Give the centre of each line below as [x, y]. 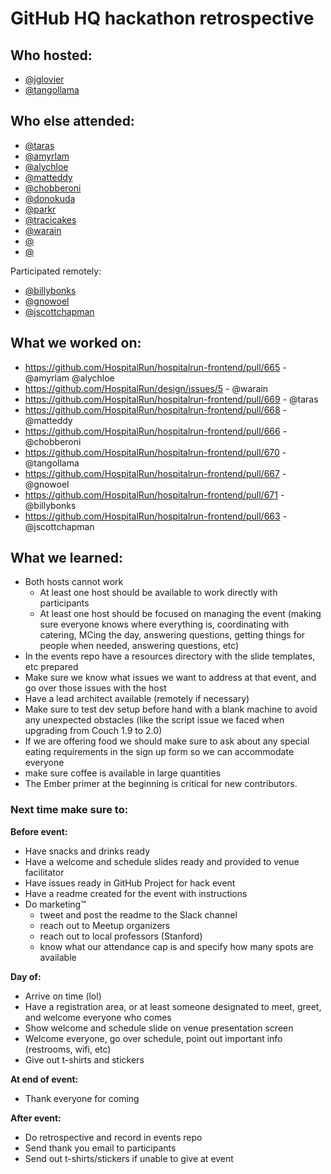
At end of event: [44, 1079]
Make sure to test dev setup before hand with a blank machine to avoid [171, 709]
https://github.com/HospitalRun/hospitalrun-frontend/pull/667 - [155, 473]
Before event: [39, 831]
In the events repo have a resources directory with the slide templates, [170, 656]
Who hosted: [51, 55]
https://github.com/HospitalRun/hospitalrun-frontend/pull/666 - [156, 431]
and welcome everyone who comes [98, 1017]
